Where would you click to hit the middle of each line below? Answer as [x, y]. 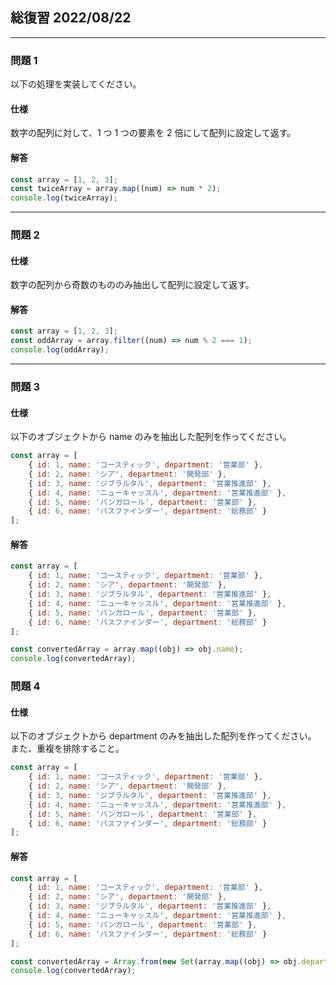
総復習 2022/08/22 [71, 18]
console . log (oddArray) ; [60, 350]
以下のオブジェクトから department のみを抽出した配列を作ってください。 [163, 736]
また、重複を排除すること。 [67, 749]
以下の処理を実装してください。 [76, 84]
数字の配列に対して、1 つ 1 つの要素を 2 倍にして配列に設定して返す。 [153, 133]
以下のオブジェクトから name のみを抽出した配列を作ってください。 [151, 437]
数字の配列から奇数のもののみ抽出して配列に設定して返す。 [132, 285]
